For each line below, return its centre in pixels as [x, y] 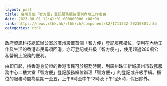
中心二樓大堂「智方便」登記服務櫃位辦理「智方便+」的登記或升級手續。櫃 [85, 72]
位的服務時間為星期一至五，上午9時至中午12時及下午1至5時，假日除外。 [79, 79]
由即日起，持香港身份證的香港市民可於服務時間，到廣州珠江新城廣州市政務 [82, 66]
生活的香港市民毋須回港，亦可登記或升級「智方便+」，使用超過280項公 [86, 49]
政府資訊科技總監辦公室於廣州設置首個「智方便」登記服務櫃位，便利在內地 [82, 43]
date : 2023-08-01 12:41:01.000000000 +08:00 [52, 19]
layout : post [19, 10]
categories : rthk [23, 28]
